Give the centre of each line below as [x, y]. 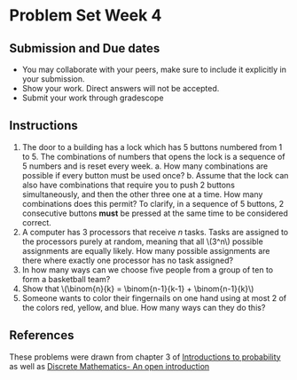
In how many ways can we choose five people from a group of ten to [147, 269]
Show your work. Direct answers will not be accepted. [121, 88]
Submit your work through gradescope [93, 98]
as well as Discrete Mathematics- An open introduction [109, 366]
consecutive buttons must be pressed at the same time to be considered [155, 213]
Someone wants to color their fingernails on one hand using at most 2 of [154, 297]
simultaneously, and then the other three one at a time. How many [142, 194]
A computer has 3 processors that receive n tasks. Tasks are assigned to [155, 232]
